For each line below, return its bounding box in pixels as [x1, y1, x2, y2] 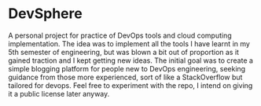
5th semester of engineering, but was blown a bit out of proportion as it [8, 47, 240, 57]
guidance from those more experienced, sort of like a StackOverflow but [8, 72, 243, 82]
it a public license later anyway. [8, 89, 110, 98]
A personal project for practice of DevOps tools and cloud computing [8, 31, 232, 40]
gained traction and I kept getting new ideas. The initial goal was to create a [8, 56, 254, 65]
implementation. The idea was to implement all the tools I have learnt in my [8, 38, 250, 48]
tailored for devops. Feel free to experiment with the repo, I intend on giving [8, 80, 253, 90]
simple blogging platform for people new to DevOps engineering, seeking [8, 64, 246, 73]
